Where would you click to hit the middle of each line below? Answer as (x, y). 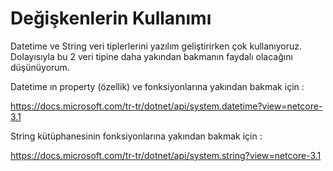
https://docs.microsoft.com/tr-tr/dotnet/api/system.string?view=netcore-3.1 (166, 155)
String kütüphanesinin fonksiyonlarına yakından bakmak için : (136, 136)
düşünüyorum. (40, 67)
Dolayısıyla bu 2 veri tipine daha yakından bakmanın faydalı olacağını (151, 56)
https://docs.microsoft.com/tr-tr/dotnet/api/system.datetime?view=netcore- (166, 106)
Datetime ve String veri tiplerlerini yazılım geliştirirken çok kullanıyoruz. (156, 46)
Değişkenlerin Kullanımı (111, 18)
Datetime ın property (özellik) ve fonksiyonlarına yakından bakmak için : (157, 86)
